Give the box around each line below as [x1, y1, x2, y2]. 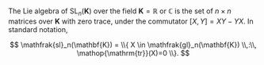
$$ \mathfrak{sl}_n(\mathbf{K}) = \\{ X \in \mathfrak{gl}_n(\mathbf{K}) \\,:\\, [10, 40, 257, 49]
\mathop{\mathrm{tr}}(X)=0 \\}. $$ [76, 48, 190, 57]
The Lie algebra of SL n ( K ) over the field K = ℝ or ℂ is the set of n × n [8, 6, 231, 17]
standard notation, [8, 24, 68, 34]
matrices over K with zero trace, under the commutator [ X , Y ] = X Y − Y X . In [8, 16, 254, 26]
